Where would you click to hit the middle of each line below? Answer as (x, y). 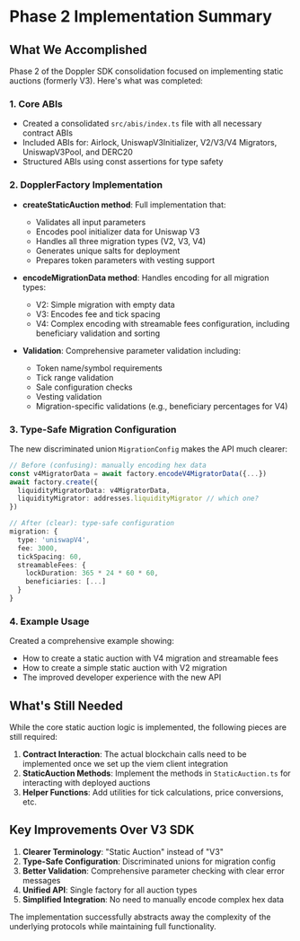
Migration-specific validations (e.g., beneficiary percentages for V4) (162, 406)
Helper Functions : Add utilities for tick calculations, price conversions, (153, 792)
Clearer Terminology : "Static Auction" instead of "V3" (123, 851)
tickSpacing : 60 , (50, 557)
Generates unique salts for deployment (108, 251)
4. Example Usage (49, 621)
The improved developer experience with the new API (122, 677)
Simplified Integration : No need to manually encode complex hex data (153, 899)
